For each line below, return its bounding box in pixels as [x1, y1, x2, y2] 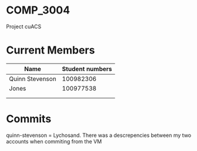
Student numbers [62, 65, 112, 73]
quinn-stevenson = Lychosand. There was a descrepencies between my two [6, 132, 192, 139]
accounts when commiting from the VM [6, 137, 102, 145]
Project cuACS [6, 23, 42, 30]
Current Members [6, 43, 95, 57]
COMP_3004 [6, 4, 71, 17]
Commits [6, 112, 52, 126]
